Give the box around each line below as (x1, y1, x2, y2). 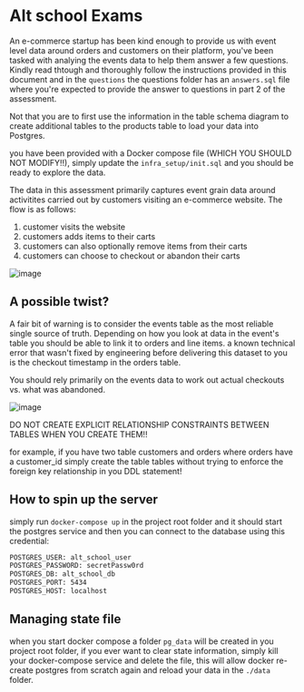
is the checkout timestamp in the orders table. (9, 356, 181, 367)
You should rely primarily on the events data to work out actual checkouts (9, 374, 285, 385)
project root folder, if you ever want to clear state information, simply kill (9, 645, 279, 656)
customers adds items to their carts (22, 230, 156, 241)
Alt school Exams (9, 5, 143, 26)
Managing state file (9, 611, 122, 627)
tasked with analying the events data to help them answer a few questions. (9, 54, 289, 65)
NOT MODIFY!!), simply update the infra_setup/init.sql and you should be (9, 157, 294, 168)
